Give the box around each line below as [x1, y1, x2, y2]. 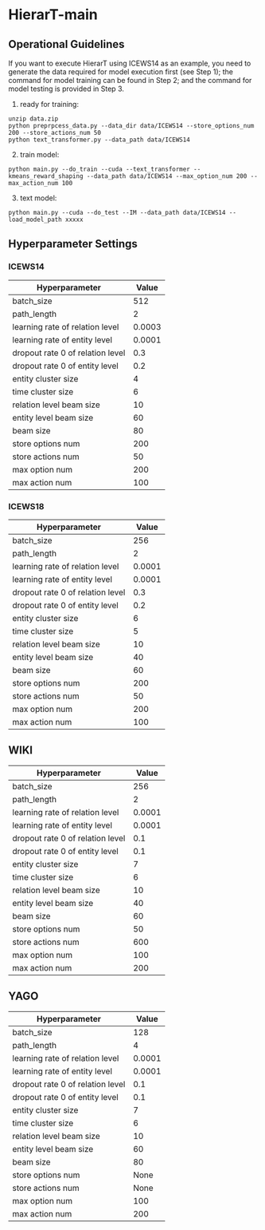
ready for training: [19, 100, 80, 109]
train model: [19, 150, 60, 159]
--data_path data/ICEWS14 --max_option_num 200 [86, 172, 247, 180]
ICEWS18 [8, 500, 45, 512]
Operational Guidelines [8, 38, 125, 51]
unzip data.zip [8, 115, 59, 123]
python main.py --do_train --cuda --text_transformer [8, 165, 191, 173]
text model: [19, 193, 57, 203]
